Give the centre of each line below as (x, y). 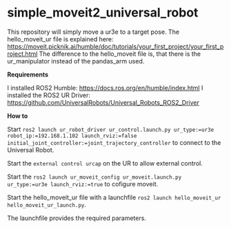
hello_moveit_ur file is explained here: (60, 39)
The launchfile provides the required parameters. (77, 218)
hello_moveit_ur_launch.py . (47, 204)
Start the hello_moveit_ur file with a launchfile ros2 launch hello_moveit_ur (114, 197)
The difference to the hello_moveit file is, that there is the (120, 54)
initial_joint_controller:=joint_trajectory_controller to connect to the (114, 142)
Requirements (28, 74)
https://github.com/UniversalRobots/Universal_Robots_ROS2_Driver (103, 102)
